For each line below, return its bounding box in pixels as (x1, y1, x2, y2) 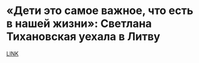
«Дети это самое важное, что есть (6, 4, 194, 18)
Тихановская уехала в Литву (6, 30, 161, 43)
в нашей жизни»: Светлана (6, 17, 152, 31)
